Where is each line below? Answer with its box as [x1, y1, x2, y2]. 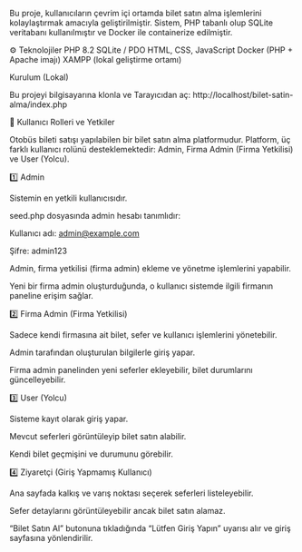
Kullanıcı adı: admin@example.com [9, 228, 140, 239]
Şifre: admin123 [9, 245, 68, 256]
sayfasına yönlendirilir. [9, 533, 93, 543]
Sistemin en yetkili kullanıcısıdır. [9, 192, 128, 203]
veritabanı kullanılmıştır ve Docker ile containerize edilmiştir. [9, 27, 233, 37]
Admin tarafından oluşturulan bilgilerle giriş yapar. [9, 347, 196, 358]
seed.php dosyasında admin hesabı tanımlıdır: [9, 211, 181, 221]
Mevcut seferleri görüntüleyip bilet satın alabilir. [9, 431, 187, 441]
